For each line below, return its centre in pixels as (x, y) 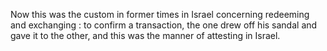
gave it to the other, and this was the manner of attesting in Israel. (145, 35)
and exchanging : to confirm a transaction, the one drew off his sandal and (164, 25)
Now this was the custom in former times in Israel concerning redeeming (160, 14)
